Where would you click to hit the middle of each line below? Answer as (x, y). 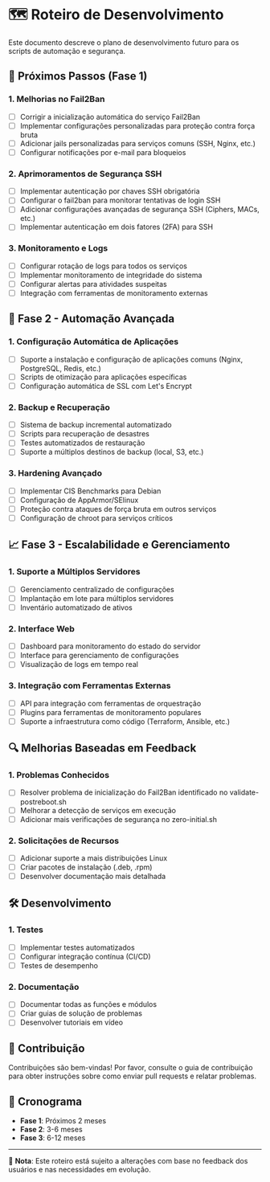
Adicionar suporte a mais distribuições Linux (94, 858)
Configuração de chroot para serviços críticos (96, 517)
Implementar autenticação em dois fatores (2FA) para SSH (117, 227)
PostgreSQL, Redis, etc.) (61, 368)
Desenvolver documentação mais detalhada (93, 877)
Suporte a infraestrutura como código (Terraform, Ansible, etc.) (125, 721)
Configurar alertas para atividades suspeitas (93, 284)
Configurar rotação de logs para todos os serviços (103, 266)
